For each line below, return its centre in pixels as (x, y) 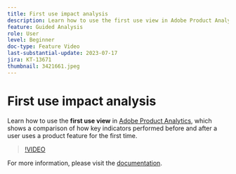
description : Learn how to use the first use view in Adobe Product (110, 20)
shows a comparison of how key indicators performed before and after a (112, 128)
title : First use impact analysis (58, 14)
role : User (23, 33)
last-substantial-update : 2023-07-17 (63, 54)
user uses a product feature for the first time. (72, 135)
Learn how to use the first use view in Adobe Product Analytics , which (110, 120)
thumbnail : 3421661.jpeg (44, 66)
